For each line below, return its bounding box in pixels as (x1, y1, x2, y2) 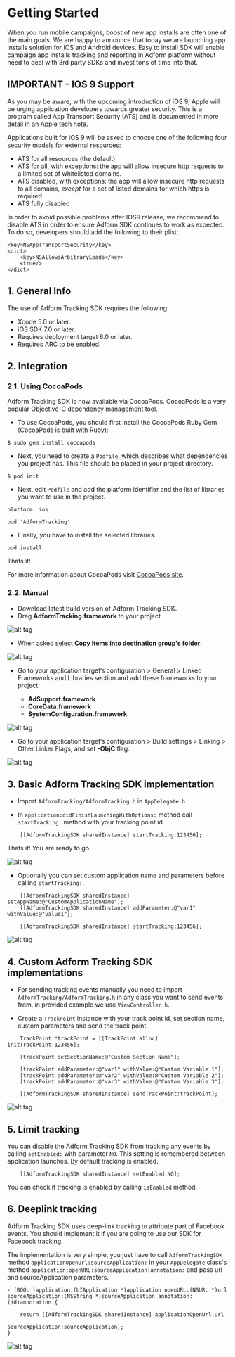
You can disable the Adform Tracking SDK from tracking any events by (7, 1142, 212, 1150)
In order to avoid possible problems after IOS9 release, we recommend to (7, 212, 220, 221)
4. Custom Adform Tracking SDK (7, 955, 153, 968)
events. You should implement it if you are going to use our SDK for (7, 1229, 202, 1237)
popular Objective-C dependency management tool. (7, 404, 158, 413)
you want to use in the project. (17, 492, 106, 501)
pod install (7, 544, 42, 552)
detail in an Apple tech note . (7, 120, 89, 128)
